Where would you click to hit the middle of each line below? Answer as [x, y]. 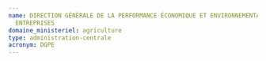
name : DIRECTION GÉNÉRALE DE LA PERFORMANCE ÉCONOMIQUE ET [108, 15]
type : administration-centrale [60, 38]
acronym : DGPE [32, 45]
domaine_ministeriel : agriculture [65, 30]
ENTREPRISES [35, 23]
